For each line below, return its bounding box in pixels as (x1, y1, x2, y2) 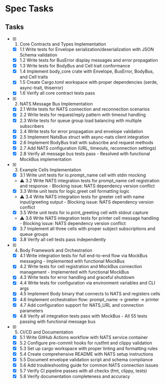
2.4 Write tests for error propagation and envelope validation (19, 128, 143, 134)
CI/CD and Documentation (19, 329, 74, 335)
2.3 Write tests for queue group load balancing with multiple (19, 117, 142, 123)
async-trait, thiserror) (19, 85, 64, 91)
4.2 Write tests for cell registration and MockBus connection (19, 264, 142, 270)
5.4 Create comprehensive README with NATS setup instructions (19, 351, 154, 357)
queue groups (19, 231, 48, 237)
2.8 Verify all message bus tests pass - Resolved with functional (19, 151, 151, 157)
